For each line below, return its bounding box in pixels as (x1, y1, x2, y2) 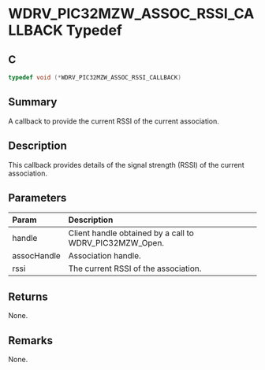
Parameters (8, 191, 67, 205)
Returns (8, 290, 49, 303)
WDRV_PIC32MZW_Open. (68, 238, 164, 249)
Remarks (8, 334, 54, 347)
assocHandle (12, 250, 61, 261)
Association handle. (68, 250, 142, 261)
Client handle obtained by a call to (68, 228, 195, 239)
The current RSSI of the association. (68, 263, 202, 274)
